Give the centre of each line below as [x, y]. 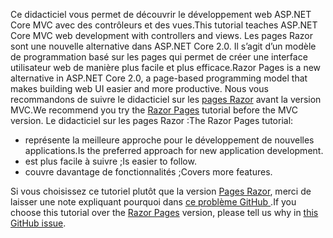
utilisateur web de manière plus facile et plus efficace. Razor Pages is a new [166, 67]
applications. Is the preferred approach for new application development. [174, 150]
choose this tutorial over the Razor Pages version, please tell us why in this [164, 212]
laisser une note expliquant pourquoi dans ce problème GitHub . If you [153, 202]
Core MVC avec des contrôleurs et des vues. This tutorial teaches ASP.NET [164, 25]
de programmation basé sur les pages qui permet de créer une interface [159, 57]
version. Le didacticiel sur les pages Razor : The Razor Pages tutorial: [152, 120]
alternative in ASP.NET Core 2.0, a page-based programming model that [159, 78]
